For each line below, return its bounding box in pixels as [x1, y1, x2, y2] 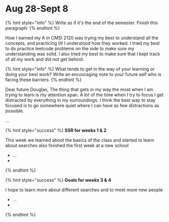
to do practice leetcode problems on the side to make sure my [5, 45, 135, 51]
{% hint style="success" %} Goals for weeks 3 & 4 [5, 177, 111, 183]
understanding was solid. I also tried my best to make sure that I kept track [5, 51, 160, 57]
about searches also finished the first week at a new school [5, 142, 129, 149]
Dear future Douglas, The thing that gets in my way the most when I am [5, 86, 153, 92]
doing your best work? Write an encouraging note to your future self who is [5, 71, 161, 77]
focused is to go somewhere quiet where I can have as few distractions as [5, 102, 159, 108]
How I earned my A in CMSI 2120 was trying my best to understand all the [5, 35, 159, 41]
